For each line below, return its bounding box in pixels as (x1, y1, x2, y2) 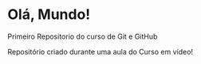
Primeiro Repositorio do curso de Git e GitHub (7, 32, 158, 41)
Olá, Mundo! (7, 6, 91, 24)
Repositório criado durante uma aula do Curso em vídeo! (7, 47, 193, 56)
